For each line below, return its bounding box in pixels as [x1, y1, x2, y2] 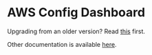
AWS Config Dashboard [7, 5, 146, 20]
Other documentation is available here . [7, 40, 117, 48]
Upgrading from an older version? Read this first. [7, 27, 146, 35]
